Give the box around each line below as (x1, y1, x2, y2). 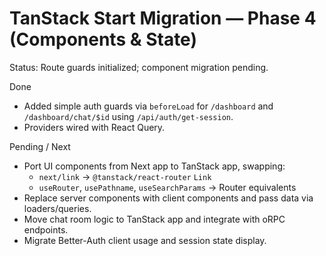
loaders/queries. (23, 202, 92, 214)
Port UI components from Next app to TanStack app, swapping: (23, 160, 286, 172)
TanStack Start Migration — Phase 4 (9, 7, 317, 30)
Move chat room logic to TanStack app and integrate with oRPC (23, 213, 286, 225)
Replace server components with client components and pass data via (23, 192, 314, 204)
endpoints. (23, 223, 69, 236)
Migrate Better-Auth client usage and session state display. (23, 234, 267, 246)
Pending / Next (9, 140, 71, 152)
